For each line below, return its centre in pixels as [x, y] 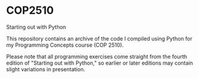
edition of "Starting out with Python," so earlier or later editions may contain [100, 63]
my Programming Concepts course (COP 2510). [65, 45]
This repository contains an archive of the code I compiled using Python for [99, 38]
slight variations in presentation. [46, 69]
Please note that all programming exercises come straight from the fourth [97, 56]
